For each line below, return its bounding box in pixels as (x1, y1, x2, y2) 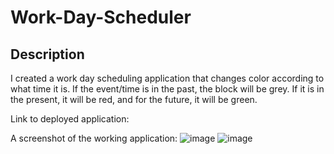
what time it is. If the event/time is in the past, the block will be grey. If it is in (10, 83, 325, 95)
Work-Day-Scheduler (10, 6, 192, 29)
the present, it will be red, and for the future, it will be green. (10, 94, 258, 105)
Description (10, 46, 85, 63)
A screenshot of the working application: (10, 132, 178, 144)
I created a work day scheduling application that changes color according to (10, 72, 325, 84)
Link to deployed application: (10, 113, 130, 125)
